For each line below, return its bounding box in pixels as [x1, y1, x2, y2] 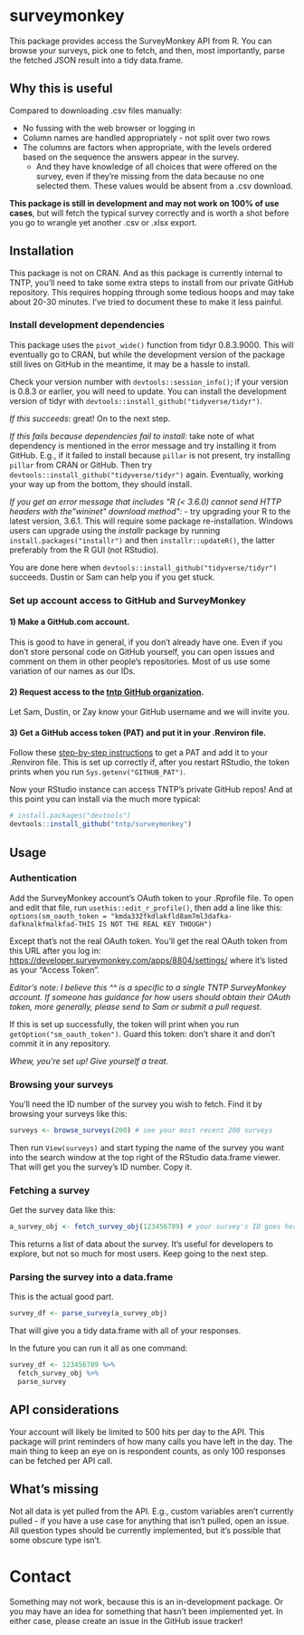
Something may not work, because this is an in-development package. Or [9, 1596, 284, 1607]
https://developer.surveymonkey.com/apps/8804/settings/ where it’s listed [9, 955, 288, 966]
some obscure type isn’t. [9, 1534, 102, 1545]
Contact [9, 1566, 71, 1586]
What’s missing [9, 1482, 100, 1497]
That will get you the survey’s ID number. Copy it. [9, 1161, 193, 1172]
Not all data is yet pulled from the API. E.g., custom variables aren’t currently [9, 1505, 294, 1516]
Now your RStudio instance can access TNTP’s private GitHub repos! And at [9, 784, 293, 795]
